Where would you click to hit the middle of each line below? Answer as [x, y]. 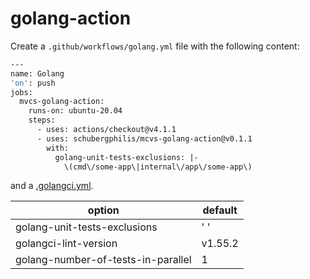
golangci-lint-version [66, 244]
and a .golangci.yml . [52, 186]
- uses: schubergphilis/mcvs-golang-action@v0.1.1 [144, 138]
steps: [42, 120]
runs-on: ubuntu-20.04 [75, 111]
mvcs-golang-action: [62, 102]
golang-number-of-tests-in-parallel [103, 260]
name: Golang [37, 73]
